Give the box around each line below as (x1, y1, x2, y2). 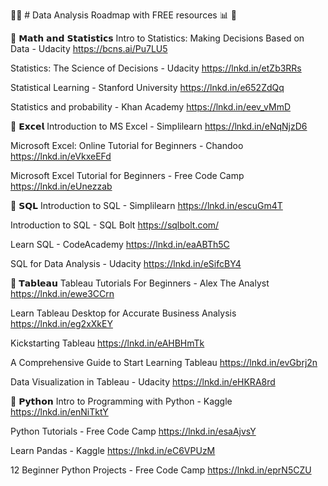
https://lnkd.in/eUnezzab (10, 180, 113, 192)
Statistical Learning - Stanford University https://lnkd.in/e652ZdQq (10, 82, 285, 93)
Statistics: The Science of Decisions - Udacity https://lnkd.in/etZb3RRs (10, 62, 302, 74)
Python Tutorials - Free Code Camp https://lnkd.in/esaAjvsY (10, 425, 257, 437)
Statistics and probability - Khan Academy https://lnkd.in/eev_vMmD (10, 101, 292, 113)
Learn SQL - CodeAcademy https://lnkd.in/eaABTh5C (10, 239, 230, 250)
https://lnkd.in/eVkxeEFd (10, 150, 112, 162)
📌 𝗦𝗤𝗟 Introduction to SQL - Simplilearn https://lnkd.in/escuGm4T (10, 200, 283, 211)
